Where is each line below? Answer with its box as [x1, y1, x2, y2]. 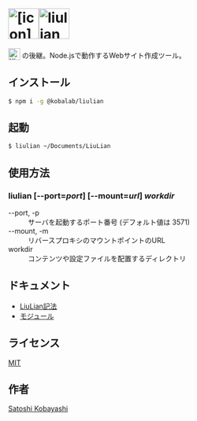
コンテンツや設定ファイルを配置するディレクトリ [28, 254, 187, 263]
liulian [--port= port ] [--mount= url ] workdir [8, 190, 175, 201]
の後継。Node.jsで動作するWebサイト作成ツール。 [21, 50, 187, 60]
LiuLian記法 [19, 301, 58, 311]
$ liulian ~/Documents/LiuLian [8, 142, 111, 150]
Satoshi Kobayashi [8, 404, 69, 413]
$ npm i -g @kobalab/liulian [8, 97, 104, 105]
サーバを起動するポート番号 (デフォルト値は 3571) [28, 217, 191, 227]
